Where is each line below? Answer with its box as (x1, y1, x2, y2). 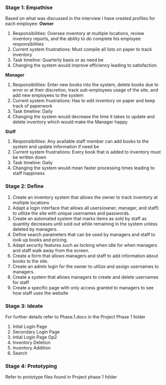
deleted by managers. (12, 226, 58, 232)
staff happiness (12, 170, 45, 176)
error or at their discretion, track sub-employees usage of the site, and (12, 87, 158, 93)
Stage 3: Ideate (5, 302, 44, 309)
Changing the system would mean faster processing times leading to (12, 165, 155, 171)
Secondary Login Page (12, 328, 60, 334)
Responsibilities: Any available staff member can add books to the (12, 138, 149, 144)
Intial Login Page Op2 (12, 334, 57, 340)
